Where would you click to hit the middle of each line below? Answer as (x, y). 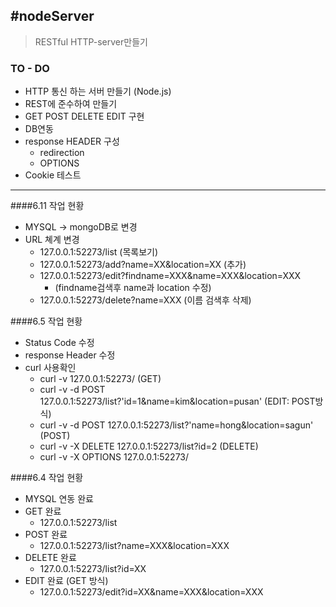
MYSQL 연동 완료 (59, 499)
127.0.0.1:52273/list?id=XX (93, 569)
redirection (62, 153)
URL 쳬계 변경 (52, 240)
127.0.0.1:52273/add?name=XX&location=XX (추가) (143, 265)
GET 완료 (43, 511)
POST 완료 (46, 535)
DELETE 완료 (50, 558)
